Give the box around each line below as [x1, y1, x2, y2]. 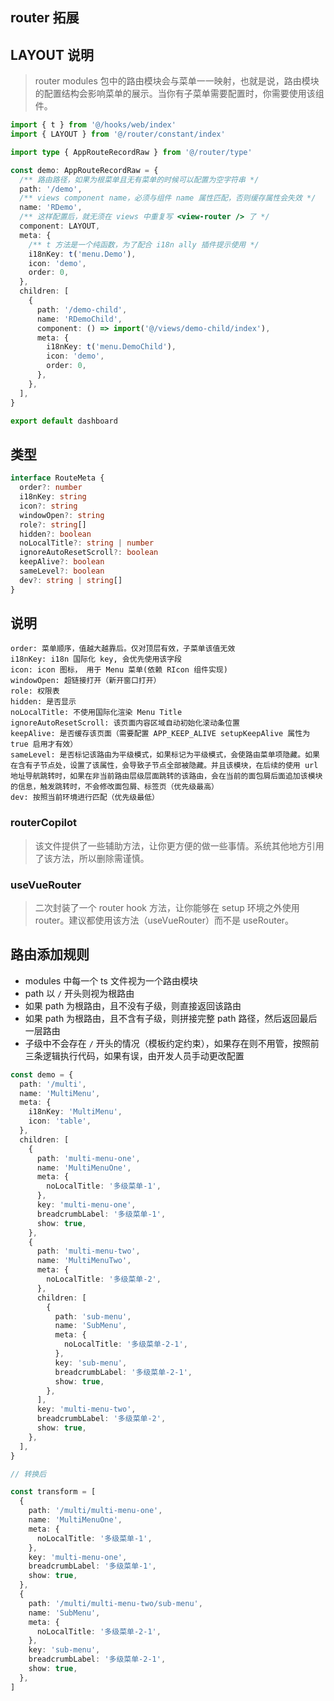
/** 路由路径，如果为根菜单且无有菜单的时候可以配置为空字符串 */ [19, 174, 260, 185]
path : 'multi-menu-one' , [36, 1153, 141, 1163]
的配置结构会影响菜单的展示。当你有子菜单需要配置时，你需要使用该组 [34, 88, 325, 100]
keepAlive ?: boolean [19, 557, 105, 567]
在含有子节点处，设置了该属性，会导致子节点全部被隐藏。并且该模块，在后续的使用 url [10, 761, 319, 771]
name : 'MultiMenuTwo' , [36, 1256, 132, 1266]
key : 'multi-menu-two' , [36, 1404, 137, 1415]
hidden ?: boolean [19, 529, 92, 539]
